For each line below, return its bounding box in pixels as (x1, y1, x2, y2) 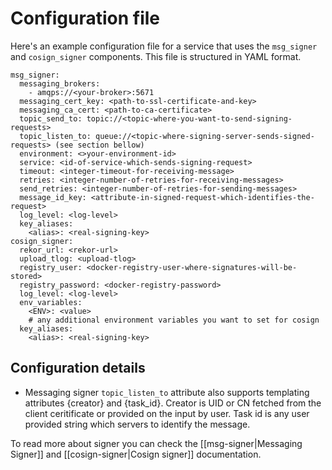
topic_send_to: (19, 113, 83, 124)
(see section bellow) (54, 140, 145, 150)
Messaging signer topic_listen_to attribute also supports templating (24, 386, 310, 398)
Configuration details (10, 360, 146, 377)
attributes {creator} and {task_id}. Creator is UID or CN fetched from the (24, 397, 322, 409)
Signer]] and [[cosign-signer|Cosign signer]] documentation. (10, 448, 262, 460)
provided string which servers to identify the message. (24, 418, 251, 430)
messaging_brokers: (19, 78, 101, 89)
